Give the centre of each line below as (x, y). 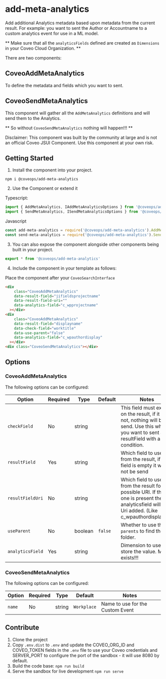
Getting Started (29, 158)
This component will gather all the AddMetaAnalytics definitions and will (78, 113)
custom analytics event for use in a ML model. (52, 33)
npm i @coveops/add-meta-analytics (42, 179)
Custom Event (117, 610)
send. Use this (137, 426)
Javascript (16, 221)
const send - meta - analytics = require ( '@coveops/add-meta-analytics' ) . (79, 235)
